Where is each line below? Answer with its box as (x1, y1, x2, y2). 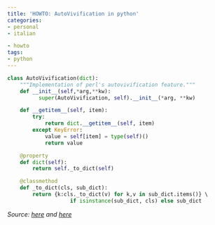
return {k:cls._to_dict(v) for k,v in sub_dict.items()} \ (32, 191, 209, 198)
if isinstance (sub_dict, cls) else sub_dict (69, 197, 202, 204)
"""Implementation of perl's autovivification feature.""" (20, 81, 196, 88)
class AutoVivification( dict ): (7, 74, 99, 81)
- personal (7, 23, 39, 30)
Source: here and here (7, 210, 72, 218)
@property (20, 152, 49, 159)
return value (44, 139, 83, 146)
